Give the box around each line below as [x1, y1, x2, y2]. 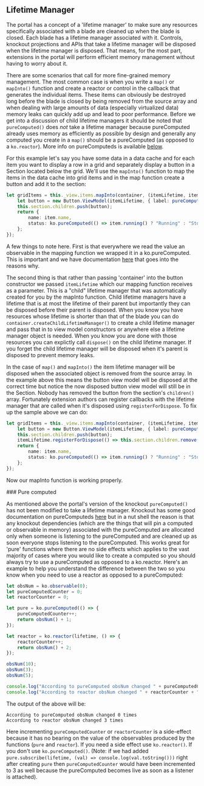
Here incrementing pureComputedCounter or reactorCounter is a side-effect [6, 728, 191, 735]
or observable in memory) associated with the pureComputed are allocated [6, 526, 194, 533]
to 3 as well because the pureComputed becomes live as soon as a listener [6, 767, 194, 774]
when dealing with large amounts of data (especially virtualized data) [6, 103, 179, 111]
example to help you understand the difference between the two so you [6, 565, 185, 572]
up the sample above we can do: [6, 408, 88, 416]
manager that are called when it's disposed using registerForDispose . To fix [6, 402, 197, 409]
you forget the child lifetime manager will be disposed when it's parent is [6, 345, 188, 352]
